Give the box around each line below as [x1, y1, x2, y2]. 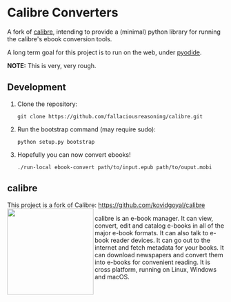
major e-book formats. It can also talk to [94, 228, 209, 237]
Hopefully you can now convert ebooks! [17, 150, 131, 159]
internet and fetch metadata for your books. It [94, 243, 224, 252]
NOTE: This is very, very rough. [7, 61, 97, 69]
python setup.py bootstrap [17, 138, 95, 145]
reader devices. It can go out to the [110, 236, 210, 244]
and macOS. [94, 272, 130, 281]
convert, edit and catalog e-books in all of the [94, 222, 225, 230]
